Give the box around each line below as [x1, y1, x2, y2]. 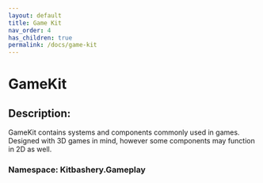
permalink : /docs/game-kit [8, 41, 97, 49]
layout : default [8, 11, 62, 20]
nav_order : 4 [8, 26, 51, 34]
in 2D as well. [8, 144, 52, 154]
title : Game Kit [8, 19, 62, 27]
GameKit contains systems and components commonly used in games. [8, 128, 240, 137]
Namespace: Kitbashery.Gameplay [8, 164, 147, 175]
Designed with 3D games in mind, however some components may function [8, 136, 255, 146]
